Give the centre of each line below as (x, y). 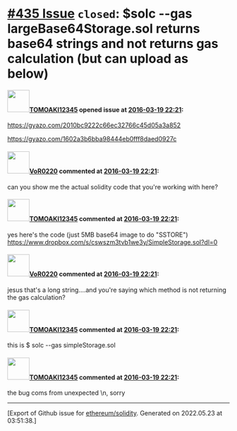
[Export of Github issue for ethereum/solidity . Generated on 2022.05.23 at (115, 413)
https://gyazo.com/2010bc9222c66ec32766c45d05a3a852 (94, 125)
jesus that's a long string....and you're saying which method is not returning (117, 290)
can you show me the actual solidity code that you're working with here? (113, 187)
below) (28, 74)
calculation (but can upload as (98, 59)
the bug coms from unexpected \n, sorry (66, 393)
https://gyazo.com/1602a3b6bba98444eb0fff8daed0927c (92, 139)
